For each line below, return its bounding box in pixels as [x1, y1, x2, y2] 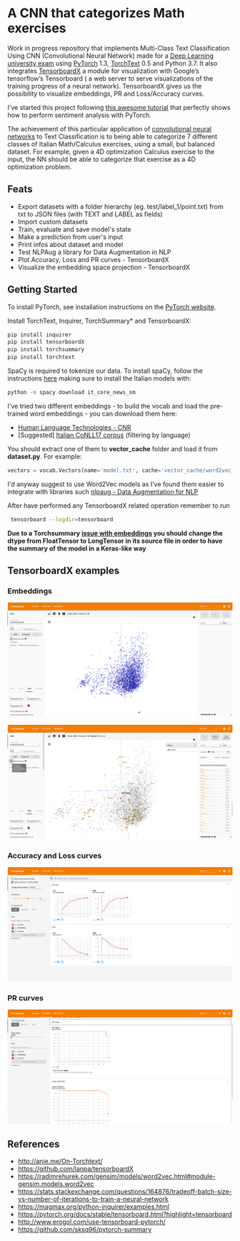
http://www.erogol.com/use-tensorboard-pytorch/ [17, 1217, 166, 1226]
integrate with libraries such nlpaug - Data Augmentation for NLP [7, 487, 199, 496]
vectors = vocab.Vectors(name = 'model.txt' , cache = [7, 466, 161, 474]
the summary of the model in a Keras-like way [7, 544, 146, 553]
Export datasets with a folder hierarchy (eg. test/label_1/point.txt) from [17, 202, 224, 211]
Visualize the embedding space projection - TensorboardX [17, 263, 191, 271]
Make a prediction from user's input [17, 232, 124, 241]
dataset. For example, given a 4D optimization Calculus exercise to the [7, 147, 215, 156]
